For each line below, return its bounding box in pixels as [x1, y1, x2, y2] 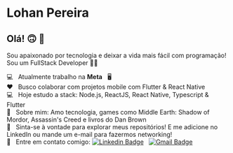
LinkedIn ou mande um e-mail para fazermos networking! [6, 131, 173, 138]
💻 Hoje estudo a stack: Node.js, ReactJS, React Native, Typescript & [6, 91, 209, 99]
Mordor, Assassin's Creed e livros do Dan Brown [6, 115, 147, 124]
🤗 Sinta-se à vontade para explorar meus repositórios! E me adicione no [6, 123, 218, 131]
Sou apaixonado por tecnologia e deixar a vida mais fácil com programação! [6, 51, 227, 59]
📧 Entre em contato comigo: [6, 138, 91, 146]
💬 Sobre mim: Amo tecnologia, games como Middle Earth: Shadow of [6, 108, 210, 116]
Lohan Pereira [6, 5, 89, 21]
